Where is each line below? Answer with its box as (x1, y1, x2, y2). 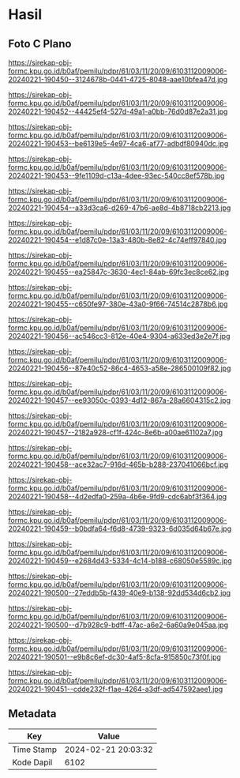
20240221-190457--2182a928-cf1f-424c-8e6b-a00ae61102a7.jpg (8, 428, 223, 437)
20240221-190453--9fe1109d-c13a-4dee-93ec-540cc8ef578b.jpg (8, 171, 225, 180)
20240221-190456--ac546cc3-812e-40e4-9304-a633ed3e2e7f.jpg (8, 332, 231, 340)
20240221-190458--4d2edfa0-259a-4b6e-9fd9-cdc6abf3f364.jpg (8, 492, 227, 501)
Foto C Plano (8, 37, 72, 51)
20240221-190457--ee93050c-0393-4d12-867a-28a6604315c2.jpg (8, 396, 231, 404)
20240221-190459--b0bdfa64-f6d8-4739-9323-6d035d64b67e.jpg (8, 524, 231, 533)
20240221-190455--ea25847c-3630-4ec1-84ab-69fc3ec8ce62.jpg (8, 267, 229, 276)
